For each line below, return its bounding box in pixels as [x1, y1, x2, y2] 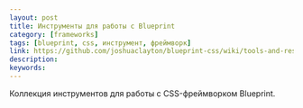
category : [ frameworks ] [9, 30, 99, 39]
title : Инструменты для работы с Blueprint [9, 22, 176, 31]
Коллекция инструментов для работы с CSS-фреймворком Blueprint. [9, 87, 276, 99]
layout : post [9, 13, 59, 22]
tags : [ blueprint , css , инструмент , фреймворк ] [9, 38, 192, 48]
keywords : [9, 64, 47, 73]
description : [9, 55, 59, 64]
